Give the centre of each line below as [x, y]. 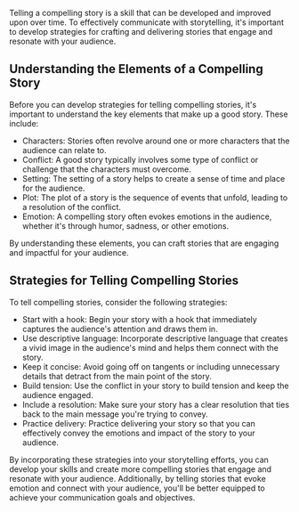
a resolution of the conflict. [72, 207]
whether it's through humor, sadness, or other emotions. [125, 225]
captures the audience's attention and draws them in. [120, 329]
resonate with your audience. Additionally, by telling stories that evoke [138, 478]
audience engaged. [57, 394]
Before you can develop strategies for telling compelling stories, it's [133, 104]
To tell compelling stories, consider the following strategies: [118, 302]
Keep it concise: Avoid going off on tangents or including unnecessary [151, 366]
